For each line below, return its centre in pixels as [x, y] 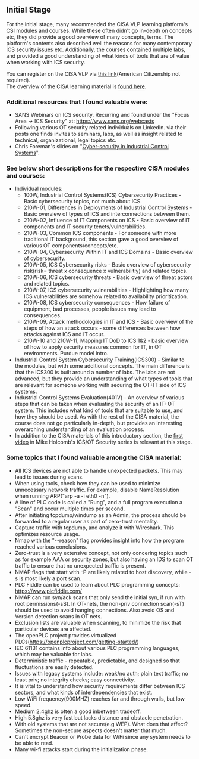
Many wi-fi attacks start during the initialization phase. [81, 749]
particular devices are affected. [53, 629]
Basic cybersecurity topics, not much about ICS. [83, 202]
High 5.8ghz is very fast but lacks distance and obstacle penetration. [99, 717]
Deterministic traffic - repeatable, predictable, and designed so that [97, 661]
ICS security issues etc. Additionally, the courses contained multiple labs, [96, 49]
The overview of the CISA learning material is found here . [76, 86]
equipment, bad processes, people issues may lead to [90, 309]
